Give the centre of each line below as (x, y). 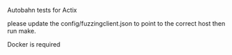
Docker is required (34, 44)
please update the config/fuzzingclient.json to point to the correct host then (116, 23)
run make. (22, 31)
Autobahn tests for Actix (42, 10)
